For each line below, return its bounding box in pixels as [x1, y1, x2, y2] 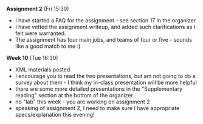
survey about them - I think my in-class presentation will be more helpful [15, 79, 198, 86]
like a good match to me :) [15, 42, 81, 50]
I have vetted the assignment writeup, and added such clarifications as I [15, 24, 196, 30]
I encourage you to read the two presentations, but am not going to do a [15, 73, 196, 79]
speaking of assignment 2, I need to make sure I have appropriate [15, 105, 180, 111]
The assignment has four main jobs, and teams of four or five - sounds [15, 36, 193, 43]
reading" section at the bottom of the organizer [15, 92, 134, 99]
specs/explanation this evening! [15, 111, 95, 118]
